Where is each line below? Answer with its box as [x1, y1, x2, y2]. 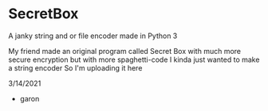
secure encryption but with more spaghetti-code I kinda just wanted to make [8, 55, 260, 64]
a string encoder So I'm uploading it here [8, 63, 143, 72]
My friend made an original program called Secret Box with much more [8, 46, 242, 55]
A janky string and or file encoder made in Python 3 [8, 31, 178, 40]
